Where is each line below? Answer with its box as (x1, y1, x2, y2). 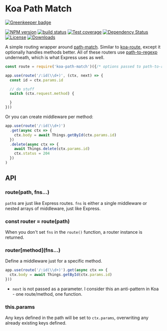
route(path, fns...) (5, 189, 50, 196)
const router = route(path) (5, 218, 70, 225)
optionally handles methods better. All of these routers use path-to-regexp (5, 49, 158, 55)
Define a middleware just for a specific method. (5, 258, 102, 264)
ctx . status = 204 (14, 151, 50, 156)
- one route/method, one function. (12, 291, 83, 297)
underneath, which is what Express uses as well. (5, 54, 105, 60)
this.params (5, 303, 35, 310)
